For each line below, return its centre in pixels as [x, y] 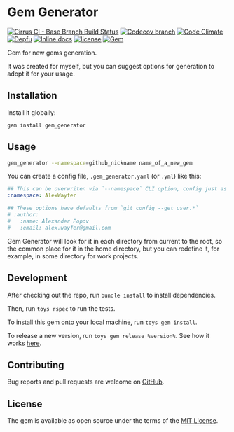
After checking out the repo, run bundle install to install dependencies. [111, 295]
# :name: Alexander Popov [48, 221]
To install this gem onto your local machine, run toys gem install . [102, 322]
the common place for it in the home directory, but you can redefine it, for [113, 249]
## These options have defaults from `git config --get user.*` [103, 208]
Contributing [36, 365]
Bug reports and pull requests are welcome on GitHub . [86, 382]
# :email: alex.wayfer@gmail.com [59, 228]
